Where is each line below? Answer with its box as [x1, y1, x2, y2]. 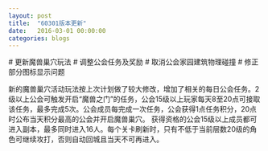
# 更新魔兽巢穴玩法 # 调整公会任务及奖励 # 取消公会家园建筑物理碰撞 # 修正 [8, 57, 259, 67]
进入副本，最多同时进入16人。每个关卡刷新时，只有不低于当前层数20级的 [8, 124, 250, 134]
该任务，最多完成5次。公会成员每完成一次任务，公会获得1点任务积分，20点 [8, 104, 258, 114]
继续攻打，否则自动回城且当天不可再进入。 [22, 134, 163, 145]
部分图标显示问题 [8, 67, 65, 77]
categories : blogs [8, 34, 70, 43]
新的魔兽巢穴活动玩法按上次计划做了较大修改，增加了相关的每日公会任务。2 [8, 84, 260, 94]
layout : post [8, 11, 52, 20]
